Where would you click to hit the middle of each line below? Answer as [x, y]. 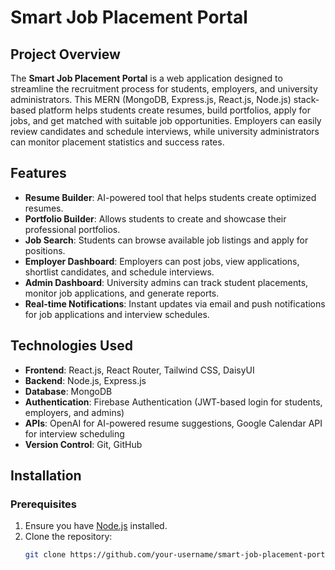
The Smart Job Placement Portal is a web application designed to [146, 78]
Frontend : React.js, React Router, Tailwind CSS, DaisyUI [139, 370]
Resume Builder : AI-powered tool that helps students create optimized [170, 197]
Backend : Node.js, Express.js [85, 380]
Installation [46, 476]
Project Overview [65, 54]
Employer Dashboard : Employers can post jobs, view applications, [162, 261]
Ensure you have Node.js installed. [96, 526]
